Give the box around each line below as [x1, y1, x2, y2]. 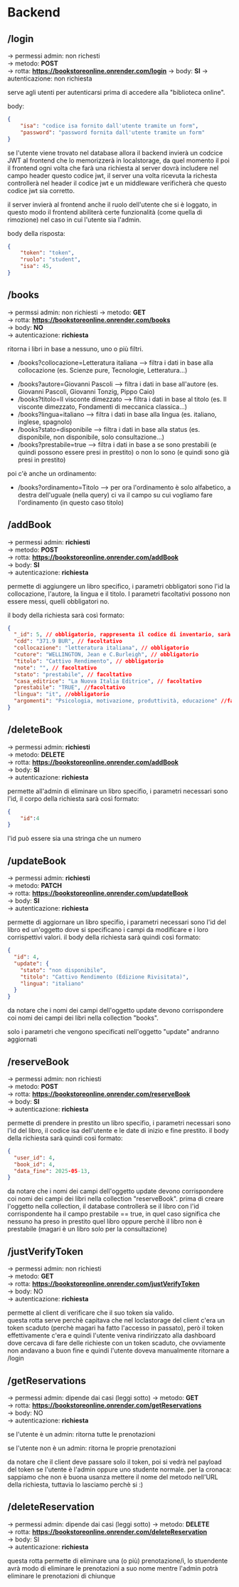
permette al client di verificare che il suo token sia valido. [7, 1308, 174, 1317]
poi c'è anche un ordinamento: [7, 469, 97, 477]
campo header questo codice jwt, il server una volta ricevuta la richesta [7, 171, 218, 180]
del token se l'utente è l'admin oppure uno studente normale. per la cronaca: [7, 1465, 232, 1474]
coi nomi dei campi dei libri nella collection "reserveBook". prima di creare [7, 1194, 224, 1203]
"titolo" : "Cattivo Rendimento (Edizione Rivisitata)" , [20, 973, 190, 981]
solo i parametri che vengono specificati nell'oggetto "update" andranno [7, 1028, 219, 1036]
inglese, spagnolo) [17, 418, 73, 426]
